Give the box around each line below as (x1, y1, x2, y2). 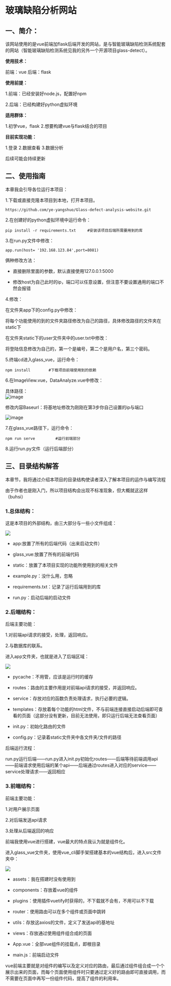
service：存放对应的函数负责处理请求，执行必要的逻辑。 (12, 695, 131, 701)
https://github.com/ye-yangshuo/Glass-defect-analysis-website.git (5, 207, 152, 212)
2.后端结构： (5, 608, 37, 615)
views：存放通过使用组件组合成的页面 (12, 930, 92, 936)
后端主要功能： (5, 621, 37, 627)
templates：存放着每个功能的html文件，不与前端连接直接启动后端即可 (12, 706, 159, 713)
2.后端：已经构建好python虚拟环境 (5, 101, 78, 107)
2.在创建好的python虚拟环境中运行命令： (5, 217, 91, 223)
